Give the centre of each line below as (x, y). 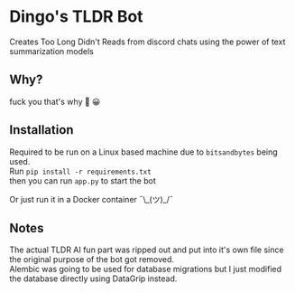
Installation (41, 130)
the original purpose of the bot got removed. (92, 260)
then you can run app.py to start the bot (83, 180)
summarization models (52, 51)
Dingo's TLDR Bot (76, 17)
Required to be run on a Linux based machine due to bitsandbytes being (143, 152)
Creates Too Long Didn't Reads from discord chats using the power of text (147, 42)
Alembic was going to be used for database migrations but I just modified (146, 269)
